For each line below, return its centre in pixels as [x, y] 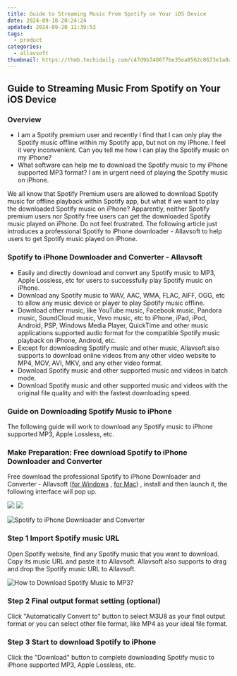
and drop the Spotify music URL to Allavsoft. [72, 569]
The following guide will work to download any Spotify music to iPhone [110, 427]
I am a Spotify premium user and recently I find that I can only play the [120, 135]
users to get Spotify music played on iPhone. [72, 239]
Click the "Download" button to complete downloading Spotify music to [111, 658]
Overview [24, 120]
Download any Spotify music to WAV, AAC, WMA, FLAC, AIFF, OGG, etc [121, 295]
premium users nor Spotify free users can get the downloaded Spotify [109, 216]
